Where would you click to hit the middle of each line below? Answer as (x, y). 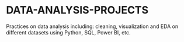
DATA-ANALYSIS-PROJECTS (77, 10)
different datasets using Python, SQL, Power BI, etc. (68, 32)
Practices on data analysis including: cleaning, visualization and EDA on (92, 26)
